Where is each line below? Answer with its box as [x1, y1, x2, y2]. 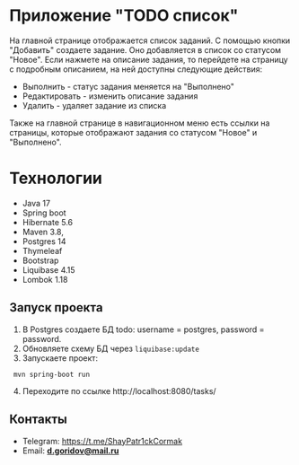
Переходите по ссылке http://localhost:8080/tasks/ [22, 385, 217, 396]
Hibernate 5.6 [22, 216, 74, 227]
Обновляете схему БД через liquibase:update [22, 343, 200, 354]
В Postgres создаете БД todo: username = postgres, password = [22, 324, 265, 335]
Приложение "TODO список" [9, 5, 239, 26]
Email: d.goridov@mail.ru [22, 445, 119, 456]
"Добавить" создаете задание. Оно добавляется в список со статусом [9, 44, 281, 55]
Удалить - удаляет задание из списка [22, 100, 167, 110]
